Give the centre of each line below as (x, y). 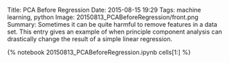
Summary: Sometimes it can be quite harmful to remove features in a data (112, 24)
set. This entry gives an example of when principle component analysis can (115, 32)
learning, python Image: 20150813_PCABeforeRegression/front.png (103, 17)
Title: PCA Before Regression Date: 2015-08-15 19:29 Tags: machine (104, 10)
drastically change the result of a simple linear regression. (90, 39)
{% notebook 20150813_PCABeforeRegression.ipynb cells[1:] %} (99, 52)
